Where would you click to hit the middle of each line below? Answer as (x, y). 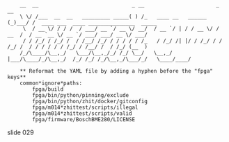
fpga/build (48, 89)
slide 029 (21, 132)
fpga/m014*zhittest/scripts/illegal (85, 107)
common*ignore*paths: (51, 83)
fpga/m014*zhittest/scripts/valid (82, 114)
